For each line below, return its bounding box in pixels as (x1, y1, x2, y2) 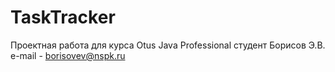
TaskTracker (10, 6, 116, 29)
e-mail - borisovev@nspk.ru (10, 49, 126, 61)
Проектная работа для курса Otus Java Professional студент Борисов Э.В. (10, 39, 326, 51)
